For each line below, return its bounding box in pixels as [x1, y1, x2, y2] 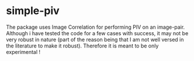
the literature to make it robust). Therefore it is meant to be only [6, 42, 159, 49]
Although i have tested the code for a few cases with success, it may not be [6, 29, 189, 36]
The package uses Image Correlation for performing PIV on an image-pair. [6, 23, 185, 30]
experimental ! [6, 48, 41, 55]
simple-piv [6, 4, 60, 18]
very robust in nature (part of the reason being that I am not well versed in [6, 36, 184, 43]
